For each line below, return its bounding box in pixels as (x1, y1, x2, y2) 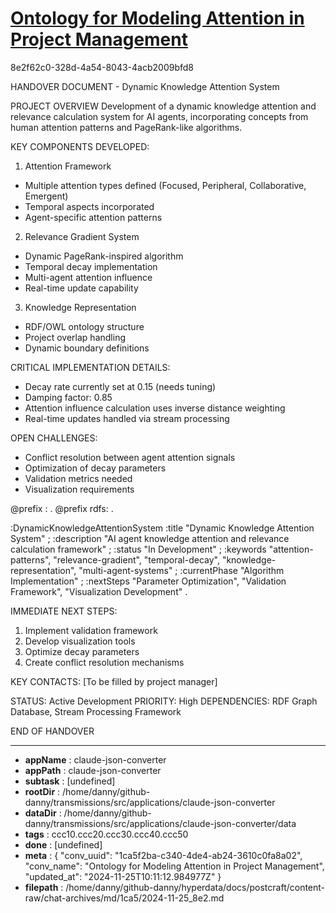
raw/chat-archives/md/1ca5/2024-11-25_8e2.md (24, 892, 225, 904)
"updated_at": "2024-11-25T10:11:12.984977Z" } (24, 870, 222, 882)
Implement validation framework (24, 624, 158, 636)
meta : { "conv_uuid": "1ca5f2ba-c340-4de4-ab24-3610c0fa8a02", (24, 849, 303, 861)
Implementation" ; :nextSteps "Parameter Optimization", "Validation (10, 575, 287, 587)
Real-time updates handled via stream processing (24, 412, 230, 424)
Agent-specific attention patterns (24, 211, 163, 223)
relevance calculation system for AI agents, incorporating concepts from (10, 110, 309, 122)
